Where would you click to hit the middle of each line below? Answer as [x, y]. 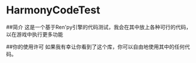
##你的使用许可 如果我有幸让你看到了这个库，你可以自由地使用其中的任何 [95, 47]
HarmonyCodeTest [53, 10]
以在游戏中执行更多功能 [35, 34]
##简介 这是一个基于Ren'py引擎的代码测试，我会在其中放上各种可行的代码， [99, 27]
